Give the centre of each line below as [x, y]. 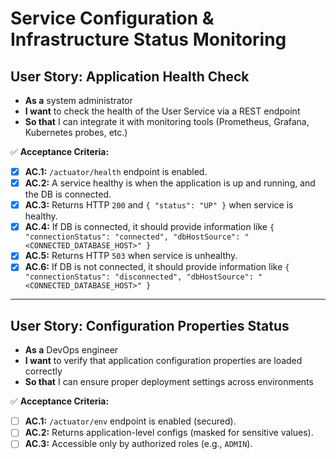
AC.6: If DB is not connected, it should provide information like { [157, 267]
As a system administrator [78, 100]
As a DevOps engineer [71, 350]
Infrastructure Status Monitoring [148, 39]
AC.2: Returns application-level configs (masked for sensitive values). [169, 433]
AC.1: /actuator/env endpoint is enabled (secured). [130, 421]
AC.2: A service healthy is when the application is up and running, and [170, 183]
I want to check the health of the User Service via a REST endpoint [162, 111]
